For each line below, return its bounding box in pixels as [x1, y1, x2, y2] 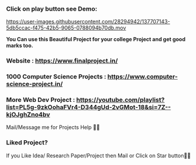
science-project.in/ [6, 80, 63, 88]
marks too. [6, 42, 34, 49]
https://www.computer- [107, 72, 178, 81]
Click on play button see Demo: [6, 5, 97, 13]
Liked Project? [6, 138, 48, 147]
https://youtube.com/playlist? [76, 96, 165, 104]
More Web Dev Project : [6, 96, 76, 104]
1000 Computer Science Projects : [6, 72, 106, 81]
